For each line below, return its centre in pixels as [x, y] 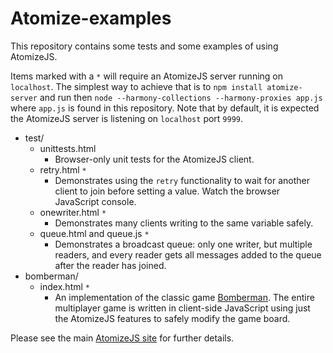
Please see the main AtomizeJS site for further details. [122, 338]
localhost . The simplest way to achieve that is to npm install [136, 86]
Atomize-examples [91, 18]
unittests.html [68, 148]
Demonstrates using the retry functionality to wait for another [182, 180]
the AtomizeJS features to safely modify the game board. [172, 318]
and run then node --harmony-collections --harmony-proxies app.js [181, 97]
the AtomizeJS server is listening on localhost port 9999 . [127, 118]
